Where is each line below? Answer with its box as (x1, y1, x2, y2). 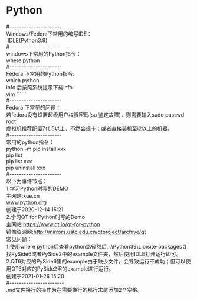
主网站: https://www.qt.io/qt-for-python (6, 220, 100, 228)
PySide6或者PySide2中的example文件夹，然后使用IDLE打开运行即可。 (11, 250, 182, 258)
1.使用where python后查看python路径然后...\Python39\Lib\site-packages (6, 243, 182, 250)
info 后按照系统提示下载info (6, 83, 73, 91)
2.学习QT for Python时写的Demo (6, 213, 86, 220)
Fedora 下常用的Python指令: (6, 70, 75, 77)
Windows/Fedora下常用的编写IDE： (6, 30, 93, 37)
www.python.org (6, 199, 47, 206)
